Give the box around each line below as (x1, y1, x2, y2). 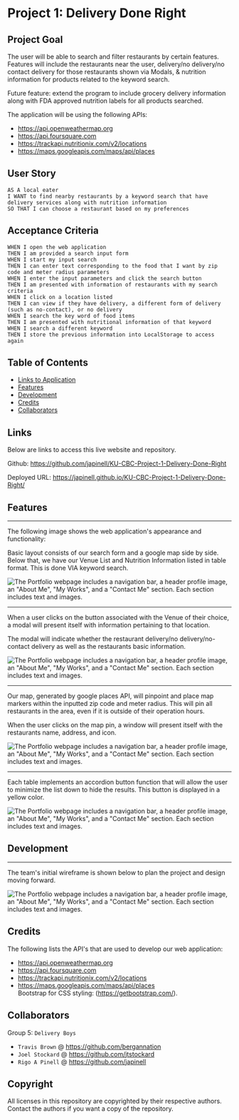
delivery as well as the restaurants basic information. (31, 642, 186, 651)
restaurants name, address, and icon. (7, 728, 117, 737)
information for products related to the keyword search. (7, 75, 170, 84)
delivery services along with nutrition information (7, 198, 167, 206)
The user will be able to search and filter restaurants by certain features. (7, 52, 219, 61)
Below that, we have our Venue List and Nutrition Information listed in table (7, 556, 226, 565)
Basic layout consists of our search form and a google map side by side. (7, 548, 219, 558)
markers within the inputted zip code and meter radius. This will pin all (7, 700, 213, 708)
